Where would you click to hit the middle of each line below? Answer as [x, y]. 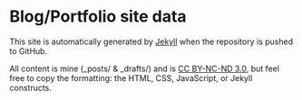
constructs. [31, 87]
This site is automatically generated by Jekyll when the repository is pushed [151, 41]
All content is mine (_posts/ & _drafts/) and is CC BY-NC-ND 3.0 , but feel [144, 68]
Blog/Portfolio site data [98, 17]
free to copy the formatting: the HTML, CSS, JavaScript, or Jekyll [131, 77]
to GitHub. [29, 50]
